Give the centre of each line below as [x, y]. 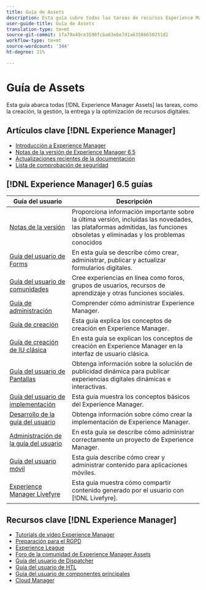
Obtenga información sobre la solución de [132, 364]
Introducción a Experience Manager [60, 146]
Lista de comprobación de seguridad [62, 165]
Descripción [134, 201]
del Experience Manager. [108, 405]
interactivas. [89, 387]
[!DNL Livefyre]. [95, 498]
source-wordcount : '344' [38, 47]
